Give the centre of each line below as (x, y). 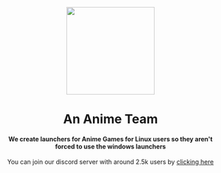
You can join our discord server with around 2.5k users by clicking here (110, 162)
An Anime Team (110, 119)
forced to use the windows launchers (110, 146)
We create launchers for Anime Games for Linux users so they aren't (110, 139)
